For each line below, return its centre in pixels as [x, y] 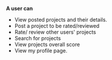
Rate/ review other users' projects [55, 32]
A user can [20, 8]
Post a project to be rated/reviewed [57, 26]
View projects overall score [47, 44]
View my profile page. [41, 51]
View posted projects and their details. [61, 20]
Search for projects [38, 38]
